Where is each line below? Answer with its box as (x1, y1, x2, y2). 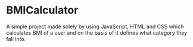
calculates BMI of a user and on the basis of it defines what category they (6, 29, 188, 36)
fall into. (6, 35, 26, 42)
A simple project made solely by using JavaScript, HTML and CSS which (6, 23, 184, 30)
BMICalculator (6, 4, 79, 17)
